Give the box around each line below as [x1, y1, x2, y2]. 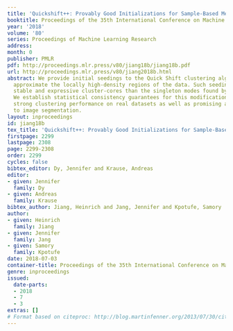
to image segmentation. [13, 107, 82, 114]
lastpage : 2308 [7, 139, 51, 146]
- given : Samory [7, 242, 54, 250]
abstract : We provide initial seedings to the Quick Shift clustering [7, 74, 216, 82]
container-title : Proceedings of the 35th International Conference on [7, 262, 218, 269]
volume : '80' [7, 29, 45, 37]
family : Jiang [13, 223, 54, 230]
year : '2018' [7, 23, 45, 30]
